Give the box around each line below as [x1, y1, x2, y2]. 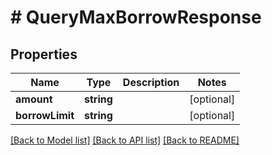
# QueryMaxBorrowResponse [10, 6, 262, 29]
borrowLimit [15, 109, 75, 122]
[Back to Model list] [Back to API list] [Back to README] [10, 134, 240, 146]
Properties [10, 46, 78, 63]
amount [15, 92, 53, 106]
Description [122, 76, 180, 89]
